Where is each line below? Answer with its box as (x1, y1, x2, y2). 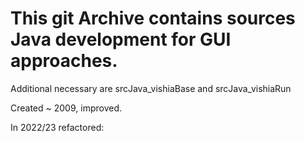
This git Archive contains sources (10, 7, 296, 30)
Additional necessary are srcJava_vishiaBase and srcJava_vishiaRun (10, 82, 292, 94)
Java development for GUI (10, 28, 232, 51)
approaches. (10, 50, 118, 72)
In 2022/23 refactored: (10, 121, 105, 133)
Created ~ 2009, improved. (10, 102, 122, 114)
